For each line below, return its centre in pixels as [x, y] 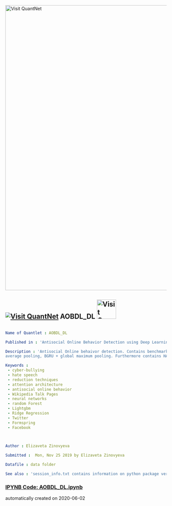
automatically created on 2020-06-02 [45, 498]
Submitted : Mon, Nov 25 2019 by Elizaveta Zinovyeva [65, 455]
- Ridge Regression [28, 414]
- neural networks [27, 399]
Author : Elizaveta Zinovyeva [38, 446]
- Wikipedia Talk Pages [33, 394]
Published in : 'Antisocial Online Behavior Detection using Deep [78, 342]
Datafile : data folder [31, 465]
